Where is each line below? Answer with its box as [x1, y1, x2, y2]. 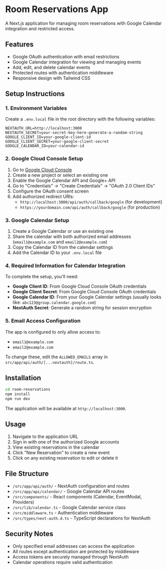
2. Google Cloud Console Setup [5, 155, 83, 162]
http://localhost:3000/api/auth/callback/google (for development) [20, 199, 162, 205]
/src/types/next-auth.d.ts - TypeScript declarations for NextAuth [12, 515, 151, 521]
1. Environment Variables [5, 105, 67, 112]
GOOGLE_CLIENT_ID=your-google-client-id [5, 135, 92, 140]
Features [5, 40, 34, 49]
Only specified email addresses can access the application [12, 543, 135, 549]
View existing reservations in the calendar [12, 444, 100, 450]
